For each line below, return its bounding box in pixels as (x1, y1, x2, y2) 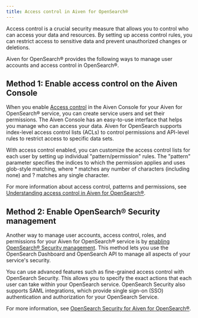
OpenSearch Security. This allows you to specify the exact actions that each (6, 275, 192, 282)
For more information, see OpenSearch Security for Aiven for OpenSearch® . (6, 305, 191, 312)
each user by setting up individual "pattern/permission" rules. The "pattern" (6, 153, 191, 160)
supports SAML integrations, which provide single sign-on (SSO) (6, 287, 164, 294)
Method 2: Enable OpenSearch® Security (6, 207, 161, 217)
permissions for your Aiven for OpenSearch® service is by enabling (6, 238, 170, 245)
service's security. (6, 257, 51, 264)
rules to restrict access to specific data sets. (6, 135, 114, 142)
